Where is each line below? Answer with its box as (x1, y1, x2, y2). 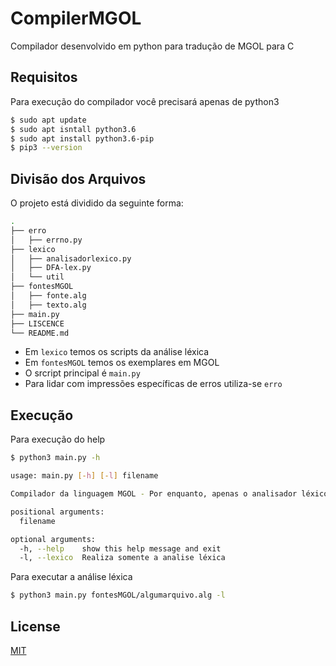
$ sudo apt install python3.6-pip (10, 133, 155, 144)
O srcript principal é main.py (24, 367, 141, 379)
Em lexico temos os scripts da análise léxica (24, 346, 210, 358)
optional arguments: (10, 534, 97, 544)
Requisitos (10, 69, 78, 86)
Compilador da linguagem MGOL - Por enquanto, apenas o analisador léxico (10, 489, 329, 499)
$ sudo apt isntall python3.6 (10, 124, 137, 134)
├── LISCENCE (10, 318, 65, 329)
